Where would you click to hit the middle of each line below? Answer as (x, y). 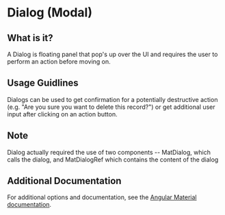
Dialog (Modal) (50, 13)
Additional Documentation (64, 181)
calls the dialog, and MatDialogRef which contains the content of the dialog (113, 160)
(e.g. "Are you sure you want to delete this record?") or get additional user (111, 107)
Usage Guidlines (43, 83)
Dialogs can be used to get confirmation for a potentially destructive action (112, 99)
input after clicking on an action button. (62, 114)
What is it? (30, 38)
